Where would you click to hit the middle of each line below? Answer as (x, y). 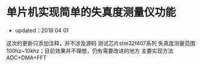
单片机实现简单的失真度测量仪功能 (91, 12)
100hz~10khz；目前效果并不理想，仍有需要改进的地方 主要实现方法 (90, 51)
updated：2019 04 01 (42, 30)
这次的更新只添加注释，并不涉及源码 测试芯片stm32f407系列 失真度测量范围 (101, 43)
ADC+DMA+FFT (27, 58)
